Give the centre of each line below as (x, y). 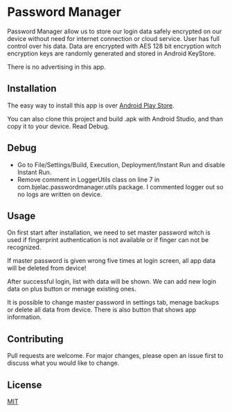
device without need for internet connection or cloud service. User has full (114, 38)
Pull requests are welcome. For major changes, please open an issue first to (115, 356)
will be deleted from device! (47, 268)
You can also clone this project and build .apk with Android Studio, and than (115, 119)
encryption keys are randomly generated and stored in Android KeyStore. (111, 53)
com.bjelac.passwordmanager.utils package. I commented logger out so (120, 187)
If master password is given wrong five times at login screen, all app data (111, 261)
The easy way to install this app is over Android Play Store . (91, 105)
